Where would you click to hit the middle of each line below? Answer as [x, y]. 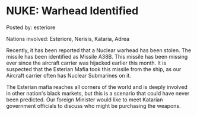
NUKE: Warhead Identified [72, 11]
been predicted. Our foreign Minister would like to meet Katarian [85, 100]
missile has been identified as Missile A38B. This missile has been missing [97, 56]
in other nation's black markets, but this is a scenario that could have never [98, 93]
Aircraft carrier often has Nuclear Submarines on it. [69, 75]
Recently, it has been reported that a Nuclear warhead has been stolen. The [99, 50]
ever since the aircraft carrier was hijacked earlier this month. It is [86, 63]
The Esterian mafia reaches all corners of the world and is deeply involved [97, 87]
